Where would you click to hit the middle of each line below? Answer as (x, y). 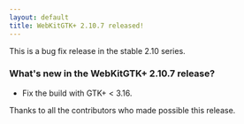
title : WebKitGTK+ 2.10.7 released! (76, 26)
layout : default (39, 17)
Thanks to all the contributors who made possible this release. (122, 110)
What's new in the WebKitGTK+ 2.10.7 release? (112, 74)
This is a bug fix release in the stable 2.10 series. (97, 50)
